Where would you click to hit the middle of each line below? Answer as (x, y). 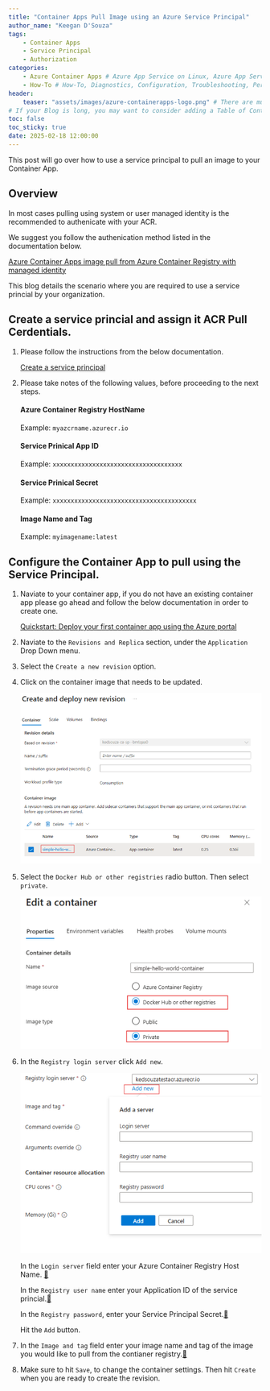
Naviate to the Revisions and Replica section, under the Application (134, 642)
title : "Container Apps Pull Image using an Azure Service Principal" (129, 17)
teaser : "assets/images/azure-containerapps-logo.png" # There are (138, 102)
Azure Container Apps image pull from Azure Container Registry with (123, 261)
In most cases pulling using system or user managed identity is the (119, 213)
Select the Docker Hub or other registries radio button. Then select (134, 877)
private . (34, 885)
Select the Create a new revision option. (88, 667)
